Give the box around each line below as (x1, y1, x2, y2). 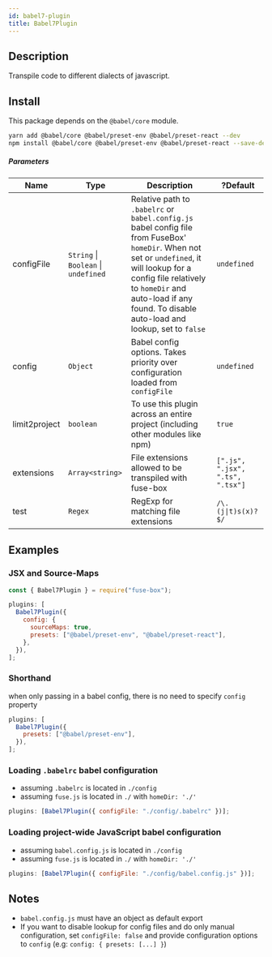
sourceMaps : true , (29, 624, 92, 632)
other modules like (130, 428, 202, 440)
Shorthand (8, 672, 52, 684)
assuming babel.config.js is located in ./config (19, 845, 182, 855)
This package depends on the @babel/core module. (8, 116, 179, 126)
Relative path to (130, 193, 190, 204)
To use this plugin (130, 398, 198, 410)
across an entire (130, 408, 193, 419)
